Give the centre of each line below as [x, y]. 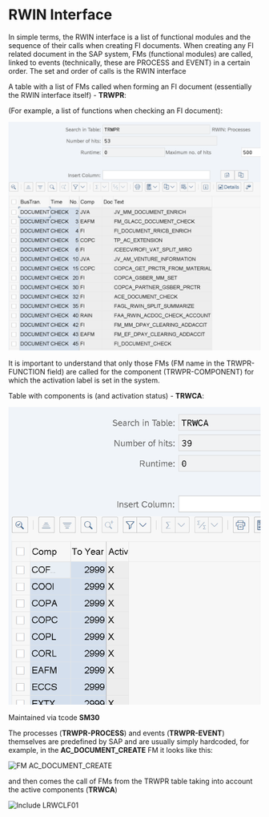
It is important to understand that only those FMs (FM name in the [116, 363]
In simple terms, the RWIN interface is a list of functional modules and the [129, 37]
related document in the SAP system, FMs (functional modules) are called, [131, 54]
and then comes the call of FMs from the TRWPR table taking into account [130, 781]
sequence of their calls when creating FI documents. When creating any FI [131, 45]
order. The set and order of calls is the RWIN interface [97, 71]
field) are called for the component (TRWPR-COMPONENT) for [151, 371]
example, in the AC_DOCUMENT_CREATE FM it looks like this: [111, 750]
